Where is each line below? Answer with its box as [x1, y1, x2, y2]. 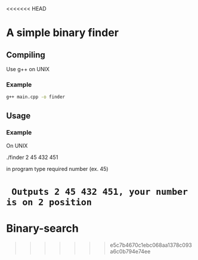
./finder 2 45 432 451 [6, 154, 58, 161]
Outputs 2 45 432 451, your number [11, 186, 188, 198]
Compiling [6, 50, 46, 60]
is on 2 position [6, 197, 92, 208]
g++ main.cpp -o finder [6, 94, 66, 100]
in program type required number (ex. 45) [6, 165, 109, 172]
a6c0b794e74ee [110, 247, 151, 255]
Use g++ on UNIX [6, 66, 49, 72]
